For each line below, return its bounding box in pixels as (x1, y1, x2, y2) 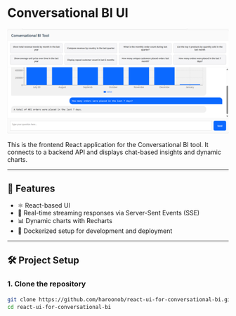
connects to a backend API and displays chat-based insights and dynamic (7, 148, 221, 156)
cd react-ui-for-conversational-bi (7, 303, 112, 310)
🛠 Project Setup (7, 255, 79, 267)
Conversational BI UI (7, 5, 129, 21)
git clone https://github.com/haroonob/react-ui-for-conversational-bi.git (7, 296, 234, 303)
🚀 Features (7, 182, 55, 194)
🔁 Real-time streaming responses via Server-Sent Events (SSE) (17, 208, 200, 217)
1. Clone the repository (7, 279, 86, 289)
